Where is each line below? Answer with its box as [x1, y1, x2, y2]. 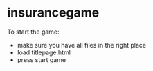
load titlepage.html [17, 48, 71, 57]
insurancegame [7, 5, 100, 21]
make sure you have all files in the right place [17, 41, 147, 49]
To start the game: [7, 28, 60, 36]
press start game [17, 55, 66, 63]
